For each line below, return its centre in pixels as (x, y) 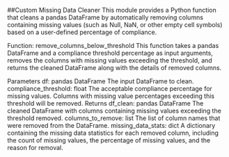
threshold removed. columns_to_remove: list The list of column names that (114, 118)
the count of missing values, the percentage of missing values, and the (109, 140)
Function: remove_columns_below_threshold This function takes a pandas (113, 46)
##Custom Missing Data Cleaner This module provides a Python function (112, 10)
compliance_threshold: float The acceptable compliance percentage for (110, 89)
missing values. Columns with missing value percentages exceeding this (111, 96)
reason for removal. (35, 148)
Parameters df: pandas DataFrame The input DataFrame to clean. (101, 81)
